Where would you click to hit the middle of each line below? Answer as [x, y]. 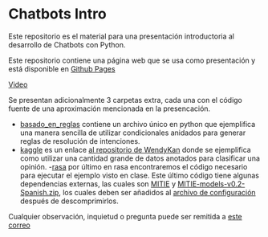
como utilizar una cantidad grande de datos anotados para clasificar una [140, 158]
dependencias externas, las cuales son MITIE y [98, 184]
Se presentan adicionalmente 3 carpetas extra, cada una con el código [125, 100]
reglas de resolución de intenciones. [80, 141]
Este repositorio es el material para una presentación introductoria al [122, 36]
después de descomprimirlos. [69, 201]
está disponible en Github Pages [62, 68]
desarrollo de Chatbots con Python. [67, 44]
